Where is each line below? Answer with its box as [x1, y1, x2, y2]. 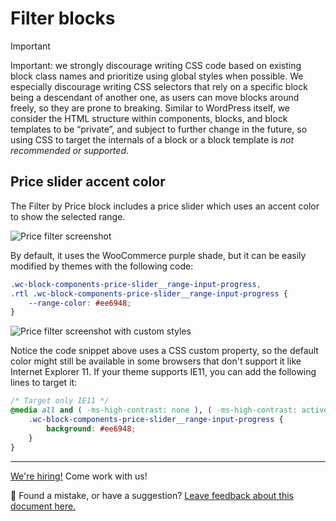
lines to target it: [10, 377, 78, 389]
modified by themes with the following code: [10, 260, 194, 272]
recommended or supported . [10, 144, 130, 156]
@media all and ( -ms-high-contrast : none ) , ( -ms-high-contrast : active [10, 405, 329, 416]
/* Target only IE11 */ [10, 396, 110, 406]
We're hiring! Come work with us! [10, 470, 148, 482]
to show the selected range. [10, 210, 126, 222]
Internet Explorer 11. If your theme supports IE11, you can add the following [10, 366, 317, 378]
